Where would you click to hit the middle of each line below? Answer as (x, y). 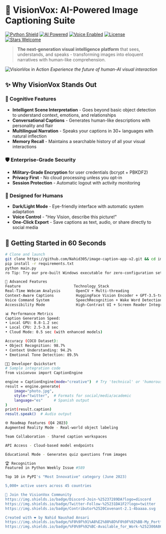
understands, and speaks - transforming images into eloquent (80, 54)
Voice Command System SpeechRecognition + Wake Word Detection (84, 300)
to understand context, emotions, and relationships (64, 115)
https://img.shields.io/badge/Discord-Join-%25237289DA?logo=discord (78, 499)
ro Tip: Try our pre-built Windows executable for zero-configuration (79, 273)
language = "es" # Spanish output (52, 400)
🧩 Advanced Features (26, 282)
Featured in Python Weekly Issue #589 (45, 468)
